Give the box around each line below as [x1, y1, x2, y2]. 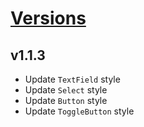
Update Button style [24, 95, 108, 106]
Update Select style [24, 84, 108, 96]
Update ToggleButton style [24, 105, 135, 117]
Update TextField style [24, 73, 121, 85]
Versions [10, 7, 87, 30]
